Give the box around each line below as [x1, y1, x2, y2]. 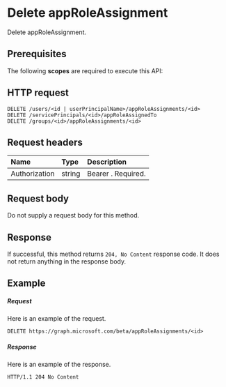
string [61, 169, 81, 179]
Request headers [7, 136, 83, 148]
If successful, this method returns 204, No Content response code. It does [7, 250, 220, 258]
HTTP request [7, 87, 70, 99]
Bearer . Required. [86, 169, 146, 179]
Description [86, 157, 127, 167]
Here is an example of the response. [7, 361, 111, 369]
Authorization [10, 169, 55, 179]
